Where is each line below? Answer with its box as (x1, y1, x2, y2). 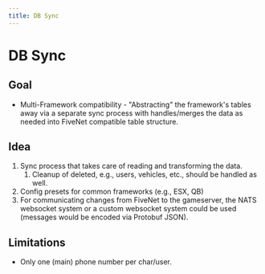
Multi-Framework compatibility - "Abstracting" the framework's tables (19, 100, 251, 109)
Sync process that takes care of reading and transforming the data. (19, 162, 243, 171)
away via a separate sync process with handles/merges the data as (19, 108, 243, 117)
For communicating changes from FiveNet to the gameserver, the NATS (19, 195, 257, 205)
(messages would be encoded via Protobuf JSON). (19, 212, 189, 222)
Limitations (8, 235, 66, 249)
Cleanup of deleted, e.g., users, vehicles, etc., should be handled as (31, 170, 257, 179)
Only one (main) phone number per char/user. (19, 257, 173, 267)
